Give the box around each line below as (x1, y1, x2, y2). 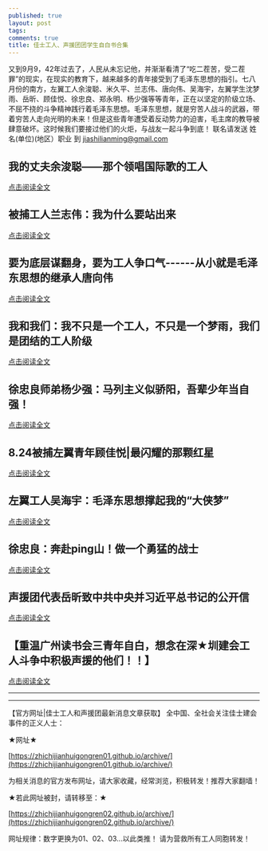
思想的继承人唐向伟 (18, 271, 113, 285)
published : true (8, 11, 62, 20)
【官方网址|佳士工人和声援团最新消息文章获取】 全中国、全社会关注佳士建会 (8, 708, 258, 718)
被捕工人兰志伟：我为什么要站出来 (8, 208, 176, 222)
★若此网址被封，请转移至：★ (8, 793, 108, 802)
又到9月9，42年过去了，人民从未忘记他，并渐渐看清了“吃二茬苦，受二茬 (8, 65, 246, 74)
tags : (8, 26, 26, 34)
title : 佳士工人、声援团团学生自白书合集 (8, 41, 129, 49)
